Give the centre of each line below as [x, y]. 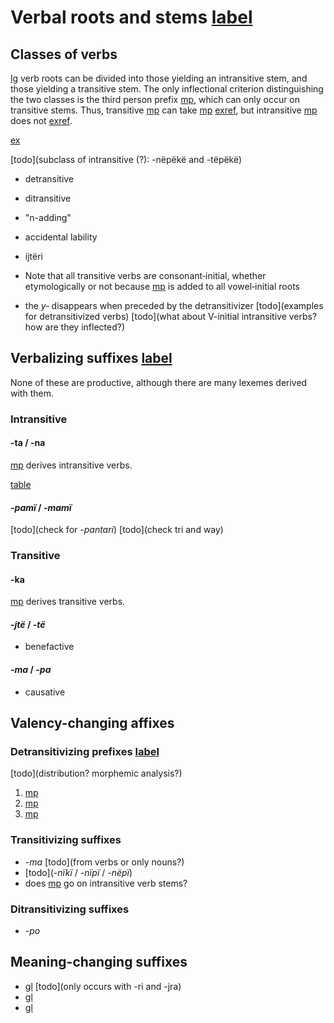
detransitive [49, 179]
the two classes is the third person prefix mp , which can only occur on [155, 99]
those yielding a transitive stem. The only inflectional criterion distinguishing [167, 89]
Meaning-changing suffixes [99, 962]
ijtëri [33, 256]
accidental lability [61, 237]
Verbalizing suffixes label [91, 358]
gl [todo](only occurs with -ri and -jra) [103, 986]
